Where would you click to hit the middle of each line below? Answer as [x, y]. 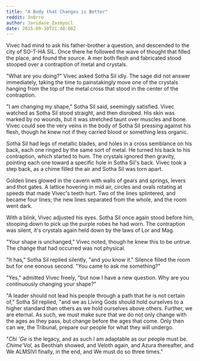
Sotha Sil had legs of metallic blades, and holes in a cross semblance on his [99, 143]
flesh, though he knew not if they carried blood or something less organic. [97, 132]
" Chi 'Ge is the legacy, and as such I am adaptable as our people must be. [97, 339]
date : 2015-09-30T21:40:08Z [41, 28]
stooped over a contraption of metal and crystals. [67, 65]
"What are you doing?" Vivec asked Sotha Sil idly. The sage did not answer [98, 76]
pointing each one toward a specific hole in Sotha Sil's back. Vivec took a [96, 163]
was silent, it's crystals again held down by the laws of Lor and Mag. [90, 230]
